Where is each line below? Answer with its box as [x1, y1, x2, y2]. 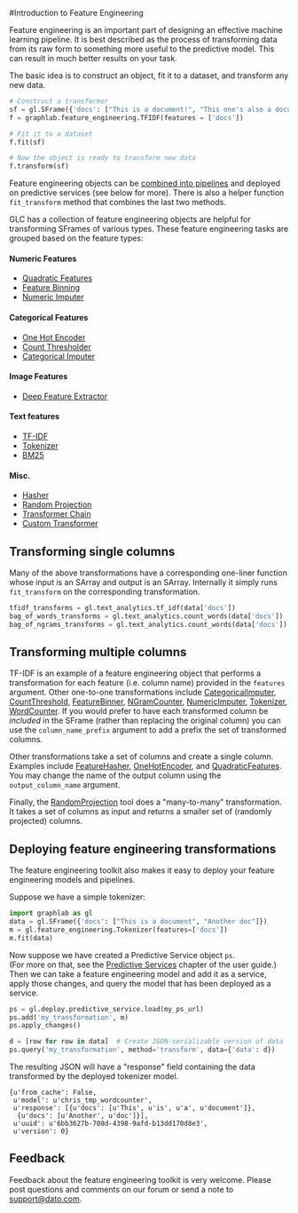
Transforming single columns [9, 543, 176, 559]
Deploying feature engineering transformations [9, 841, 277, 856]
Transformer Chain [21, 509, 91, 519]
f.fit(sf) [9, 138, 46, 147]
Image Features [9, 371, 68, 382]
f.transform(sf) [9, 162, 69, 171]
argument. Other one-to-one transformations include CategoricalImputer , [9, 687, 277, 698]
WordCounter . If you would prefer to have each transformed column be [9, 706, 269, 717]
